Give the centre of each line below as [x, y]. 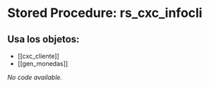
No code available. [35, 77]
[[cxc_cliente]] [38, 56]
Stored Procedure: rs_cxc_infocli [105, 13]
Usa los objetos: [43, 39]
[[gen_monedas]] [43, 64]
